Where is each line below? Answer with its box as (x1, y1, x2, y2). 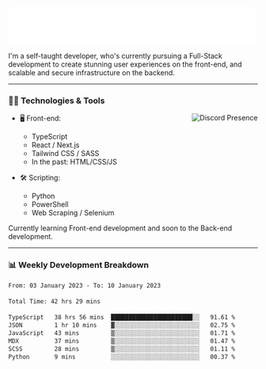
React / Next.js (31, 140, 80, 150)
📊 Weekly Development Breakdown (8, 260, 149, 271)
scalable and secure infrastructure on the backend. (8, 68, 176, 77)
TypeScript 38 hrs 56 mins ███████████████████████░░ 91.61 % (8, 313, 236, 321)
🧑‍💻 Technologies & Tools (8, 95, 105, 106)
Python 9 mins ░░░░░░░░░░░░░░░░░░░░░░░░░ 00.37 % (8, 352, 236, 361)
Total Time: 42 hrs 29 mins (8, 297, 101, 306)
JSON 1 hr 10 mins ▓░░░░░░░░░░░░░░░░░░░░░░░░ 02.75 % (8, 321, 236, 329)
